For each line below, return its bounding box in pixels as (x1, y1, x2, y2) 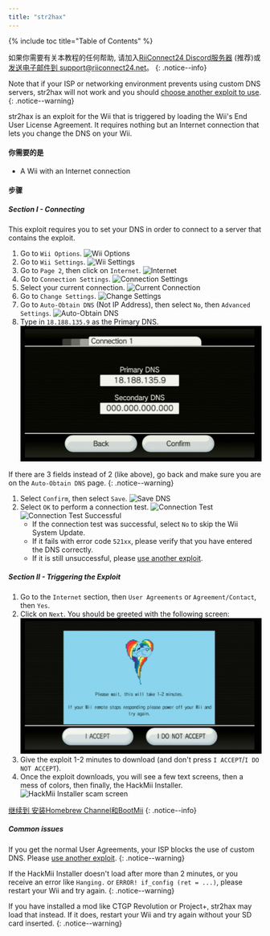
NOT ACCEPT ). (19, 763, 62, 773)
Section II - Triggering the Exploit (8, 571, 121, 582)
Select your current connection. (19, 283, 126, 292)
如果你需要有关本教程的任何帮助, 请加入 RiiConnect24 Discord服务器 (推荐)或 (8, 52, 261, 62)
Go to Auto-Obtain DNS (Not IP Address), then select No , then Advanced (19, 300, 251, 309)
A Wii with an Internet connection (19, 166, 131, 176)
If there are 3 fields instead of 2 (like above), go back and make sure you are (8, 470, 261, 480)
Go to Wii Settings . (19, 257, 86, 267)
